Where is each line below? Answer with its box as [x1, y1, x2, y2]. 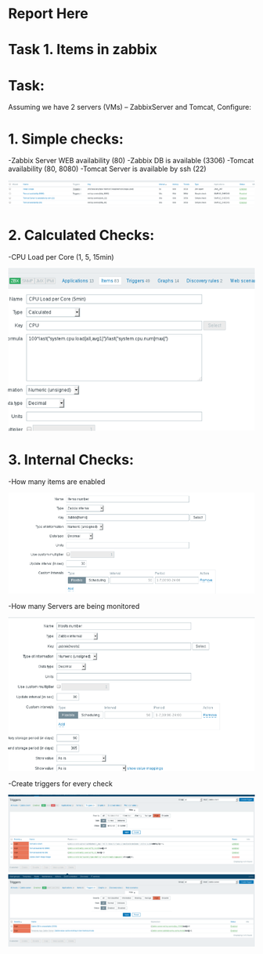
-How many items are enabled [8, 476, 106, 486]
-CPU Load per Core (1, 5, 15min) [8, 252, 115, 261]
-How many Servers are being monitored [8, 602, 140, 611]
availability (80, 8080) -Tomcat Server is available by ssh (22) [8, 164, 207, 173]
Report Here [8, 5, 88, 23]
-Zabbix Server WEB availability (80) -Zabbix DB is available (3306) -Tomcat [8, 156, 254, 166]
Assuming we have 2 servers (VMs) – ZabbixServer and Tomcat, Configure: [8, 103, 252, 112]
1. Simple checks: [8, 130, 124, 147]
